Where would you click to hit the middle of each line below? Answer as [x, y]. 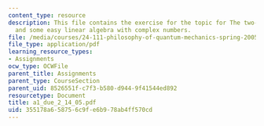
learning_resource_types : [50, 52]
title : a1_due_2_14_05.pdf [52, 103]
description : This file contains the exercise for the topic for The [125, 23]
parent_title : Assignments [52, 74]
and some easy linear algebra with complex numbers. [103, 30]
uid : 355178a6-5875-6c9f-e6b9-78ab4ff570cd [81, 110]
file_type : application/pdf [54, 45]
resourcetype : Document [47, 95]
